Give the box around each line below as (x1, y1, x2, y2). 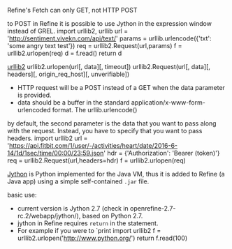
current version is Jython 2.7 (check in (17, 204, 129, 212)
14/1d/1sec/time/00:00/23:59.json (7, 149, 104, 157)
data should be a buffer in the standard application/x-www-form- (17, 98, 206, 107)
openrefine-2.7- (130, 204, 176, 212)
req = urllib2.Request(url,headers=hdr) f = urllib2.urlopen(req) (7, 156, 187, 165)
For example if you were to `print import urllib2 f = (17, 227, 161, 234)
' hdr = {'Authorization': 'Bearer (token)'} (103, 149, 220, 157)
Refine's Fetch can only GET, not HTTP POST (7, 6, 138, 14)
